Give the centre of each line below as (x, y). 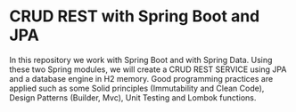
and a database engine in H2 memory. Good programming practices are (141, 78)
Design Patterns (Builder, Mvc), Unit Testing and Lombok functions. (133, 97)
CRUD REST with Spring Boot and (135, 16)
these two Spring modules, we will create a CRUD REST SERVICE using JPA (148, 69)
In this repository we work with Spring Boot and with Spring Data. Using (141, 60)
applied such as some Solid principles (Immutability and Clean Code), (137, 88)
